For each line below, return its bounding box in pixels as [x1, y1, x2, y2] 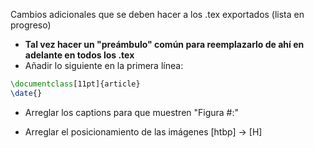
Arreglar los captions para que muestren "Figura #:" [24, 106, 240, 118]
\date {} [10, 88, 43, 98]
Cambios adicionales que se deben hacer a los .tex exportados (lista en [10, 9, 305, 20]
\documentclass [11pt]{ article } [10, 79, 141, 89]
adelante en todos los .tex [24, 49, 135, 61]
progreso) [10, 19, 52, 31]
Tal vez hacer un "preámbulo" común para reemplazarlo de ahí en [24, 39, 305, 50]
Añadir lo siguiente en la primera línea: [24, 60, 184, 71]
